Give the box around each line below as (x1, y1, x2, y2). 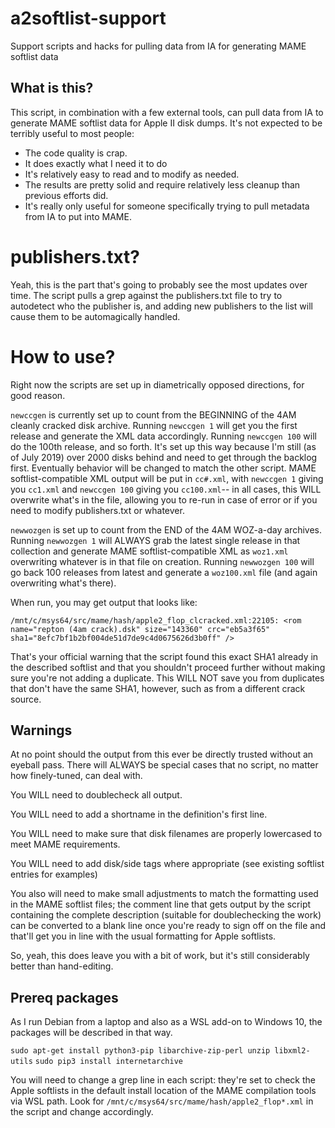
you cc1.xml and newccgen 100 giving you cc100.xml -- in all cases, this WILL (10, 483, 322, 495)
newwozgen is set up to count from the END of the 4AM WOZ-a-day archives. (10, 523, 322, 536)
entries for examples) (10, 868, 98, 881)
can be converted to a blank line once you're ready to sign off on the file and (10, 920, 326, 932)
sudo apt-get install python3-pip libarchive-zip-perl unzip (10, 1046, 271, 1056)
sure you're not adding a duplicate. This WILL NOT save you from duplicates (10, 672, 325, 684)
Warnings (10, 722, 73, 739)
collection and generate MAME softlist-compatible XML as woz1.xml (10, 545, 289, 557)
